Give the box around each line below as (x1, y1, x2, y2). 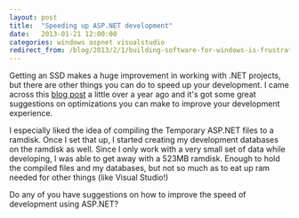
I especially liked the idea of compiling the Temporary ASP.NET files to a (9, 125, 274, 136)
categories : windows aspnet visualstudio (9, 37, 166, 47)
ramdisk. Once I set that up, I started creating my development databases (9, 135, 279, 145)
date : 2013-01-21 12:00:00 (9, 29, 117, 38)
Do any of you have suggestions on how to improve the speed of (9, 190, 246, 200)
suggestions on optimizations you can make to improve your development (9, 98, 280, 109)
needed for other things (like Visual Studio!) (9, 172, 169, 183)
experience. (9, 108, 53, 119)
